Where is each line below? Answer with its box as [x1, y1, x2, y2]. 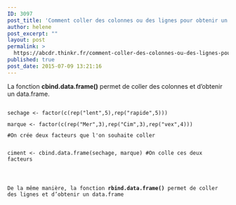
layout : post [7, 37, 46, 44]
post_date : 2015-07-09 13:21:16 [7, 63, 102, 70]
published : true [7, 56, 55, 63]
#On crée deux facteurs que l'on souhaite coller [7, 132, 156, 139]
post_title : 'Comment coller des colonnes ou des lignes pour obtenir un [7, 17, 228, 24]
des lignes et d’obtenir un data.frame [7, 191, 124, 198]
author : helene [7, 23, 52, 30]
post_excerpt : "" [7, 30, 58, 37]
